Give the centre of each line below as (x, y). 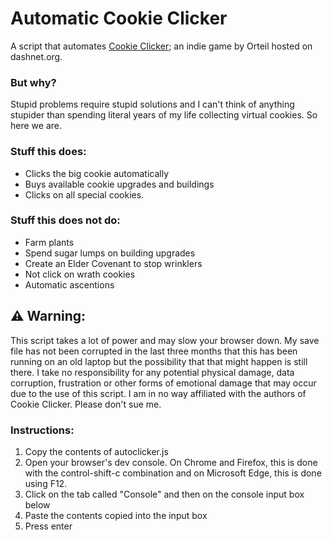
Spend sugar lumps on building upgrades (110, 253)
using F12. (46, 483)
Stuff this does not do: (65, 220)
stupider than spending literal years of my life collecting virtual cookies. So (164, 115)
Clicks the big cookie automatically (97, 173)
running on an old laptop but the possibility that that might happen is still (159, 361)
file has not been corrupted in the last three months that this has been (154, 351)
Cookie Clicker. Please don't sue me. (86, 404)
